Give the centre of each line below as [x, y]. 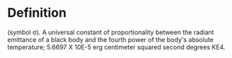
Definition [37, 13]
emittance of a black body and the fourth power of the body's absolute [111, 39]
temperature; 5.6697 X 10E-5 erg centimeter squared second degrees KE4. [116, 47]
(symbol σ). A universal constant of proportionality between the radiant [111, 32]
